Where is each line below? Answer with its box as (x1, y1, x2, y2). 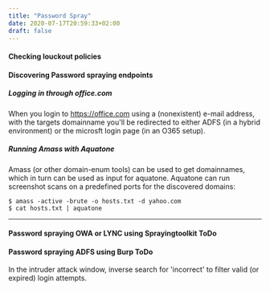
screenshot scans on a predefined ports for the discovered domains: (8, 182, 235, 191)
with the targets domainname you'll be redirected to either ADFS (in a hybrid (8, 117, 261, 127)
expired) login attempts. (8, 273, 87, 283)
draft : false (8, 27, 52, 35)
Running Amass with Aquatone (8, 144, 115, 154)
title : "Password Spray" (8, 11, 92, 20)
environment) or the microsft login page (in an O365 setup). (8, 125, 207, 135)
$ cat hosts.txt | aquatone (8, 204, 103, 212)
